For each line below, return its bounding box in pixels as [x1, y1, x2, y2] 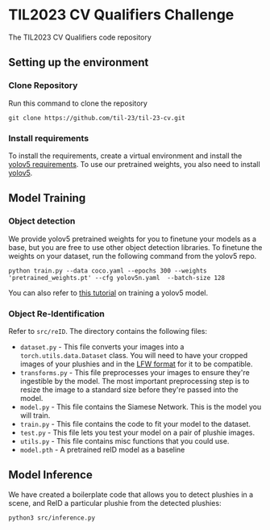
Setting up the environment [8, 56, 149, 69]
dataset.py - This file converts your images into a [19, 341, 185, 352]
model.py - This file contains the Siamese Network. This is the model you [19, 402, 262, 411]
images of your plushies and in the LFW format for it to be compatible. [19, 359, 253, 369]
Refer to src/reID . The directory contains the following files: [8, 326, 208, 336]
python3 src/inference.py [8, 514, 95, 522]
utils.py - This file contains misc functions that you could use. [19, 436, 230, 445]
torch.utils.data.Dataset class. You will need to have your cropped [19, 350, 248, 360]
